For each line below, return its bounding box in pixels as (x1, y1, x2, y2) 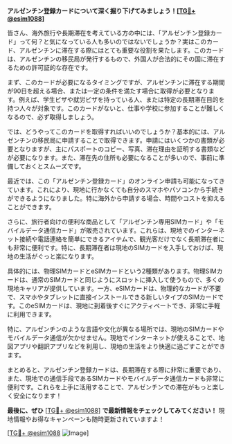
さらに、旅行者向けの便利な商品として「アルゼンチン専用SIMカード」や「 (7, 217, 218, 226)
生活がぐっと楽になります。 (19, 252, 98, 260)
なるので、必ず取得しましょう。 (7, 113, 98, 121)
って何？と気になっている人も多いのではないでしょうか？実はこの (19, 37, 207, 46)
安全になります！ (12, 391, 62, 400)
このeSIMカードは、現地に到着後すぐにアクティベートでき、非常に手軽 (18, 301, 220, 310)
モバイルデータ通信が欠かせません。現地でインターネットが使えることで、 (7, 334, 220, 341)
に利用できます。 (7, 310, 55, 318)
